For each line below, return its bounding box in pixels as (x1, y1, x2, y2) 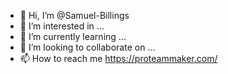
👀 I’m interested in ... (19, 20, 105, 32)
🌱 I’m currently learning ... (19, 31, 127, 42)
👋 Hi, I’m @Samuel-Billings (19, 10, 130, 21)
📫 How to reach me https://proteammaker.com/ (19, 53, 218, 64)
